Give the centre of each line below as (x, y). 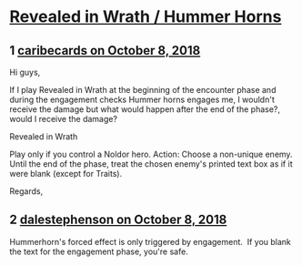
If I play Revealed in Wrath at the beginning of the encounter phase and (143, 90)
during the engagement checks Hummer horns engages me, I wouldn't (142, 99)
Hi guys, (25, 72)
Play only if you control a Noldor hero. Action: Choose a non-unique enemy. (151, 154)
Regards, (26, 191)
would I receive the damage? (64, 119)
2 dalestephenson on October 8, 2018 (118, 220)
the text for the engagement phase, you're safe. (99, 251)
